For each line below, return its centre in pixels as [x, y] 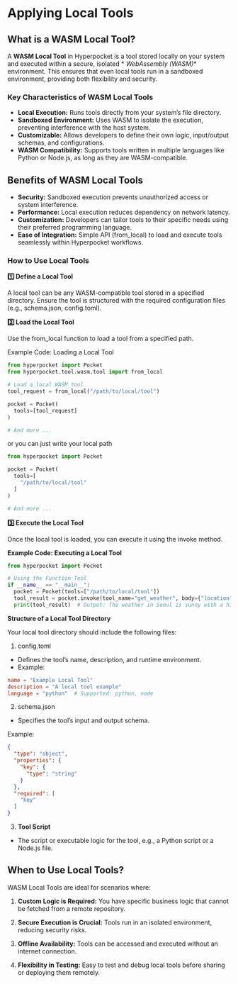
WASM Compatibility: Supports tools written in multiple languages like [121, 150]
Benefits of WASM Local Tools [75, 180]
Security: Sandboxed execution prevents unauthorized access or [113, 197]
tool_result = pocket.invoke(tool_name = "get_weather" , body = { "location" [123, 598]
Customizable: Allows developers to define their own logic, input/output [123, 135]
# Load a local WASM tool [45, 385]
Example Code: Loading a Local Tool [61, 352]
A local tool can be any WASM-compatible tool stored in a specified [106, 293]
